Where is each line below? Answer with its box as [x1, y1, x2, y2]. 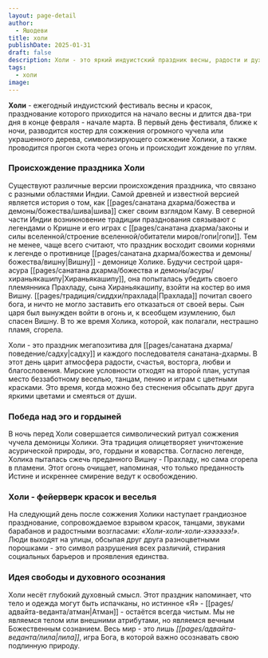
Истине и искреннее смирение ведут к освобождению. [8, 471, 198, 481]
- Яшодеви [15, 26, 48, 34]
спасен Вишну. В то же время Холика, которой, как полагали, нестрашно [8, 316, 259, 325]
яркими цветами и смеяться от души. [8, 391, 137, 400]
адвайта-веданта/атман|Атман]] [8, 607, 119, 617]
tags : [8, 64, 26, 72]
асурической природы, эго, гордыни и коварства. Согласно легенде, [8, 446, 245, 455]
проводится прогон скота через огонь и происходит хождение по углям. [8, 143, 257, 152]
